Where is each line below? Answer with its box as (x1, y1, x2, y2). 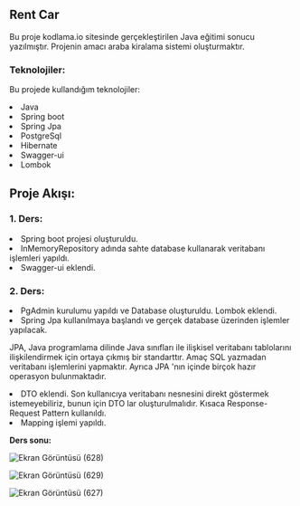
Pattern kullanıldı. (42, 407, 107, 419)
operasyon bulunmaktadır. (9, 371, 107, 382)
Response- (227, 398, 268, 409)
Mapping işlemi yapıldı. (21, 417, 107, 428)
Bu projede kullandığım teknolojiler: (9, 84, 140, 95)
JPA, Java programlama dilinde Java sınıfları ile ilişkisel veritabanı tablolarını (9, 342, 292, 353)
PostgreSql (21, 130, 61, 141)
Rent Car (9, 7, 61, 23)
